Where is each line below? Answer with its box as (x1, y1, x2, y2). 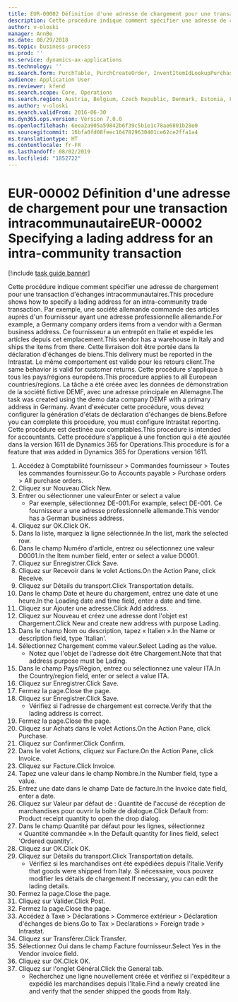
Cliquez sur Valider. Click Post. (18, 897, 106, 905)
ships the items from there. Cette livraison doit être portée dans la (8, 342, 200, 350)
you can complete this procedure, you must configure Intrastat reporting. (8, 418, 221, 426)
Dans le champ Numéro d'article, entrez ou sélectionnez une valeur (18, 543, 215, 552)
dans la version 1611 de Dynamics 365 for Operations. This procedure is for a (8, 440, 230, 449)
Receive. (18, 574, 44, 582)
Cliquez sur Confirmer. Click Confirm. (18, 739, 126, 748)
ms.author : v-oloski (8, 102, 69, 110)
